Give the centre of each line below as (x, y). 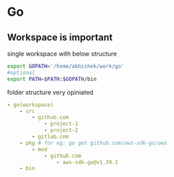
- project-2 (61, 130)
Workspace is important (60, 37)
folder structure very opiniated (51, 92)
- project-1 (61, 124)
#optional (21, 73)
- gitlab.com (51, 137)
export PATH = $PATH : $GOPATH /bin (52, 79)
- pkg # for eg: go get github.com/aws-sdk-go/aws (94, 143)
